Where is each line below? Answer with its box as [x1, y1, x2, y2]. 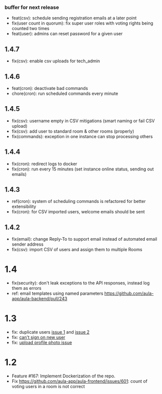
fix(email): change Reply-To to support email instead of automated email [11, 236, 158, 242]
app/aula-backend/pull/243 [11, 296, 68, 302]
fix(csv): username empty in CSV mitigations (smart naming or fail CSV [11, 117, 155, 124]
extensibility [11, 203, 36, 210]
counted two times [11, 26, 49, 31]
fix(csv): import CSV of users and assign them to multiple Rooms [11, 247, 142, 253]
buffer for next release [4, 4, 59, 11]
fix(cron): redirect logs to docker [11, 161, 77, 167]
